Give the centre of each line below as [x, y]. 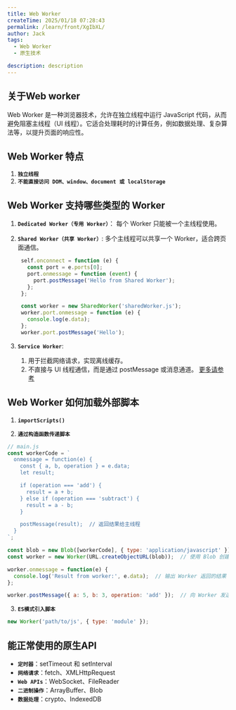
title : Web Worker [34, 14]
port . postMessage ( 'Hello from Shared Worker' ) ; [104, 280]
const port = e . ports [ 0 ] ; [65, 268]
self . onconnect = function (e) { [70, 261]
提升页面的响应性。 [59, 132]
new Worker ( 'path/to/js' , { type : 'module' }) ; [78, 622]
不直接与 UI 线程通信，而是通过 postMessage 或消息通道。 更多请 [123, 369]
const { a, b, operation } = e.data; [75, 466]
